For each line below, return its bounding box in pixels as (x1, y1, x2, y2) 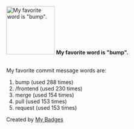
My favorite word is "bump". (56, 49, 129, 56)
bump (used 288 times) (14, 78, 74, 86)
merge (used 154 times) (14, 92, 74, 98)
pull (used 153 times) (14, 98, 68, 105)
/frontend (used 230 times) (14, 85, 83, 92)
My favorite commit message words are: (6, 67, 107, 74)
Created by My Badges (6, 116, 63, 123)
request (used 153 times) (14, 104, 77, 111)
